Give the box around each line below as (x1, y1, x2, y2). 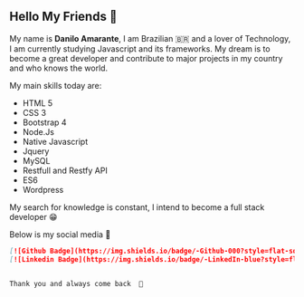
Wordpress (22, 184, 64, 195)
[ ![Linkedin (9, 254, 54, 263)
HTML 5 (22, 97, 53, 109)
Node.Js (22, 126, 54, 137)
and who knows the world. (9, 62, 109, 73)
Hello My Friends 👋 (9, 9, 118, 24)
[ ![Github (9, 246, 47, 255)
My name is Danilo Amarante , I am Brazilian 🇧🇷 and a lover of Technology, (9, 33, 291, 43)
